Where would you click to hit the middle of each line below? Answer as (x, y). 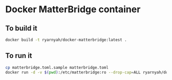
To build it (21, 28)
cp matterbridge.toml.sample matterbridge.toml (57, 67)
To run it (19, 56)
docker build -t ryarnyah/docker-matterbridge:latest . (66, 40)
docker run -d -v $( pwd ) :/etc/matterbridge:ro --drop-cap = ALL (73, 72)
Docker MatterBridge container (73, 9)
